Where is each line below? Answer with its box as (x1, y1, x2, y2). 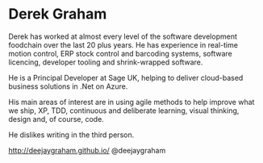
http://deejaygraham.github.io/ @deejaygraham (8, 145, 166, 155)
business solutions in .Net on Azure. (8, 81, 128, 91)
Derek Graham (8, 5, 107, 23)
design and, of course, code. (8, 114, 105, 123)
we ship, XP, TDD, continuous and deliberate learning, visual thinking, (8, 106, 240, 115)
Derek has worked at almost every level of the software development (8, 31, 238, 41)
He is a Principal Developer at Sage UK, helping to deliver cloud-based (8, 73, 244, 82)
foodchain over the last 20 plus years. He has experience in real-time (8, 40, 238, 49)
